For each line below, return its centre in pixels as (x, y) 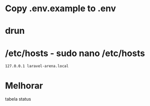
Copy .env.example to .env (61, 9)
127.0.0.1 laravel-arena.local (37, 66)
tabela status (18, 99)
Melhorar (24, 85)
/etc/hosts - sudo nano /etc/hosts (75, 53)
